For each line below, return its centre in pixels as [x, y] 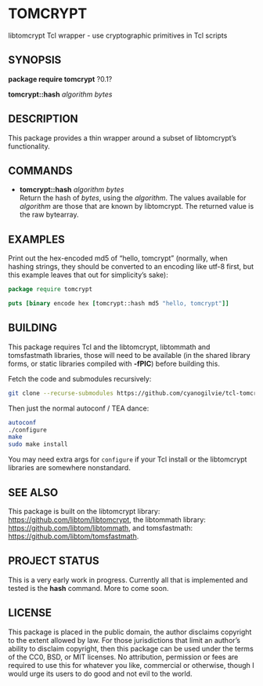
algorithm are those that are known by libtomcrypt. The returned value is [137, 206]
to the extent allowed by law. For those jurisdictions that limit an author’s [124, 640]
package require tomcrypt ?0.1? [60, 78]
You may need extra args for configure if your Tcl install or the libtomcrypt [128, 459]
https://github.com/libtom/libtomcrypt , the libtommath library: [107, 520]
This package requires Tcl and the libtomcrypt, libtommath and [109, 347]
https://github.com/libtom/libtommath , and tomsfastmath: [101, 527]
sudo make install [38, 444]
